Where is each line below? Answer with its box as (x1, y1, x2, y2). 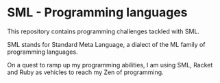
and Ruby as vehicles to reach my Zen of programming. (7, 68, 164, 76)
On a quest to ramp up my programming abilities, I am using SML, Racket (7, 61, 213, 69)
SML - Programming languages (7, 5, 188, 20)
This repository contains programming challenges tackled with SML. (7, 27, 200, 35)
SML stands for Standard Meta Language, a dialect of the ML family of (7, 40, 206, 48)
